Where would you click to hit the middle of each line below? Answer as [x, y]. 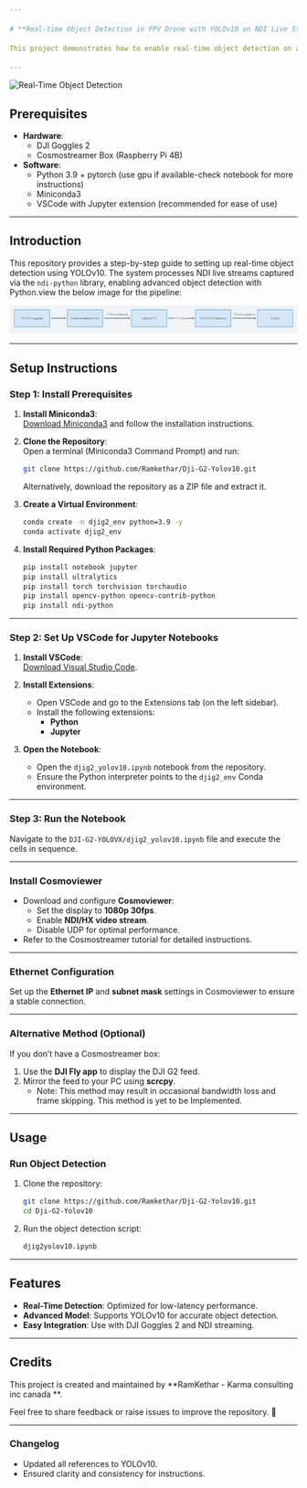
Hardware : [43, 135]
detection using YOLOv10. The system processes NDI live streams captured [152, 272]
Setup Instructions [64, 368]
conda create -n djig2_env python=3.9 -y [103, 522]
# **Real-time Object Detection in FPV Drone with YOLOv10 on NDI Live [148, 29]
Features [35, 1284]
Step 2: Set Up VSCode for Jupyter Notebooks [114, 638]
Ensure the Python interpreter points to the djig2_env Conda [149, 777]
